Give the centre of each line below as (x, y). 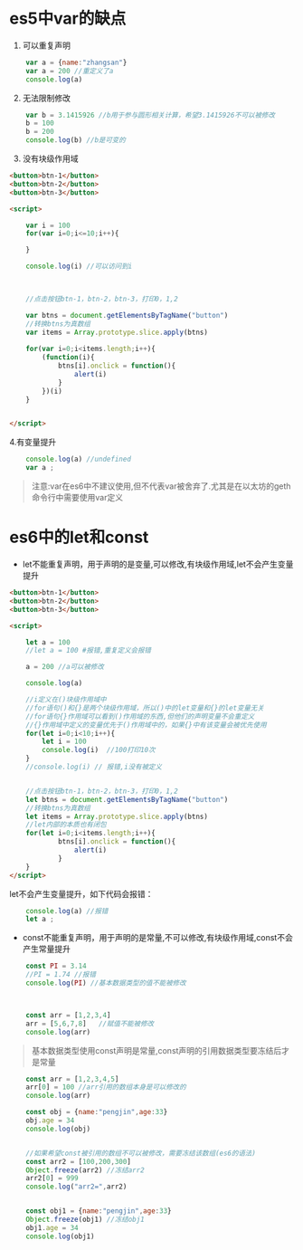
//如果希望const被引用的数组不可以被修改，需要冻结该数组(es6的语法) (141, 1153)
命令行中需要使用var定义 (77, 498)
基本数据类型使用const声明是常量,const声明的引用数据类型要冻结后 (156, 1050)
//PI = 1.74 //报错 (61, 975)
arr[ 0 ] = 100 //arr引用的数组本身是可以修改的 (106, 1087)
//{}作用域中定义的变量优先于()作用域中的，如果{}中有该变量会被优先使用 (146, 725)
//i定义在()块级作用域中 (66, 700)
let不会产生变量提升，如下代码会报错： (81, 893)
